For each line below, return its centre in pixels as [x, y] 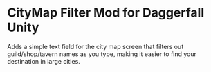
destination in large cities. [44, 61]
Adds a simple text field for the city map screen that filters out [95, 46]
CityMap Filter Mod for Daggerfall [106, 13]
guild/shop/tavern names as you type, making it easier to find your [102, 54]
